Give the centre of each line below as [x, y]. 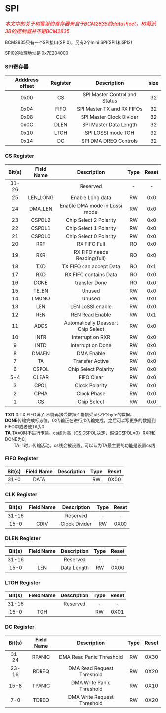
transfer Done [91, 282]
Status [110, 101]
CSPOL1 [41, 228]
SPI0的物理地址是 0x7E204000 [37, 53]
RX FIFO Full [91, 244]
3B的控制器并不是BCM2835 [37, 31]
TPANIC [41, 686]
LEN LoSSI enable [91, 306]
